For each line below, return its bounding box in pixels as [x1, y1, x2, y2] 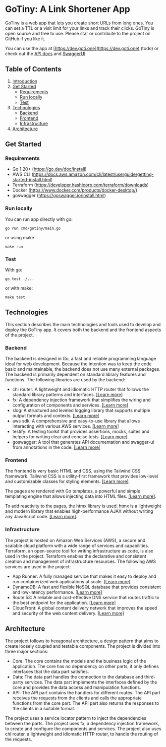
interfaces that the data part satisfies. [12, 669, 89, 675]
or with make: [5, 285, 33, 291]
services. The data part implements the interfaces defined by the [24, 679, 157, 685]
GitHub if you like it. [5, 36, 46, 42]
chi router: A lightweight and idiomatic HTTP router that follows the [12, 386, 149, 393]
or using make [5, 234, 35, 240]
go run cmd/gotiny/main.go [5, 226, 61, 231]
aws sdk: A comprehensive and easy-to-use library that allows [12, 418, 140, 424]
